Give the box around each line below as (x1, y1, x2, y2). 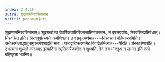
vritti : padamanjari (5, 16, 48, 21)
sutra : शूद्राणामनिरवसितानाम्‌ (5, 12, 48, 17)
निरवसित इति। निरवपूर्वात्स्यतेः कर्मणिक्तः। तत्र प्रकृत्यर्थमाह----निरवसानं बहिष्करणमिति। (5, 35, 141, 41)
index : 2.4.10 (5, 7, 34, 12)
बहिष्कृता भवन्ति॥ (5, 52, 32, 58)
